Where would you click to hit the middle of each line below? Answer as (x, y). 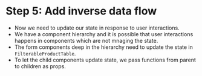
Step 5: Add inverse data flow (81, 11)
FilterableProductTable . (45, 53)
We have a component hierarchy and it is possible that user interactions (104, 34)
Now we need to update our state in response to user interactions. (97, 28)
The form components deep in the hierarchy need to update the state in (103, 47)
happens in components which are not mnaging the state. (86, 40)
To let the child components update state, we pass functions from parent (105, 60)
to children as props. (40, 66)
